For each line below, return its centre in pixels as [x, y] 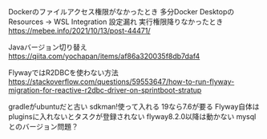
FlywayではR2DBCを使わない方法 [63, 73]
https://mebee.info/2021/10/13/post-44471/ [79, 31]
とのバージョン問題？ [43, 127]
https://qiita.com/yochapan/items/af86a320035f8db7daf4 [104, 56]
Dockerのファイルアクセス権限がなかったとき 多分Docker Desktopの [121, 12]
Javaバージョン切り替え [48, 47]
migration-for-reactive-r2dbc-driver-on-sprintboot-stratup [105, 90]
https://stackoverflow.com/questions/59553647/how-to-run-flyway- [121, 81]
